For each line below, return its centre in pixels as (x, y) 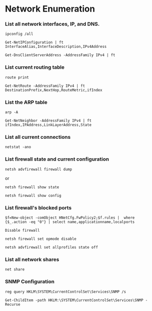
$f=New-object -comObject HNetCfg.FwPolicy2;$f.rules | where (70, 218)
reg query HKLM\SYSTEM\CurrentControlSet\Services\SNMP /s (66, 292)
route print (17, 77)
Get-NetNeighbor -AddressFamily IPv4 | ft (48, 121)
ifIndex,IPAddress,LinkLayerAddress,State (48, 125)
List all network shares (32, 259)
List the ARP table (26, 102)
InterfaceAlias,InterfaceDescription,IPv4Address (56, 47)
